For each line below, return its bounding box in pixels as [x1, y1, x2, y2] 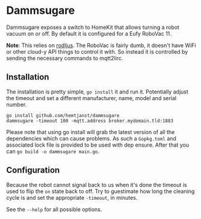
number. [6, 101, 27, 108]
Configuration [6, 165, 60, 176]
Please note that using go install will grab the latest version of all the [6, 128, 175, 136]
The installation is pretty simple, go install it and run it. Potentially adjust [6, 88, 188, 95]
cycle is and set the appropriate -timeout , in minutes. [6, 194, 138, 201]
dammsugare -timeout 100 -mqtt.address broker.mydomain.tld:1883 [6, 118, 173, 124]
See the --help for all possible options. [6, 206, 102, 213]
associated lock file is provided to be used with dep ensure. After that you [6, 141, 190, 148]
